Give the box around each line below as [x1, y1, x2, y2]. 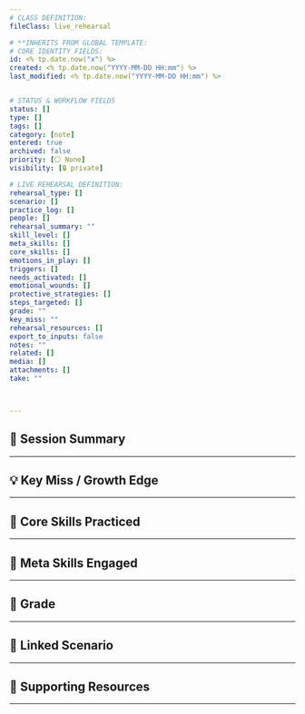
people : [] [9, 214, 51, 223]
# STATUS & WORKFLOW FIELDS [9, 96, 116, 105]
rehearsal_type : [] [9, 188, 84, 198]
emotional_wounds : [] [9, 281, 92, 290]
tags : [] [9, 122, 43, 131]
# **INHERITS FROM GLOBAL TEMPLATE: [9, 38, 148, 47]
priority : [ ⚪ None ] [9, 155, 86, 164]
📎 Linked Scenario [9, 638, 113, 653]
